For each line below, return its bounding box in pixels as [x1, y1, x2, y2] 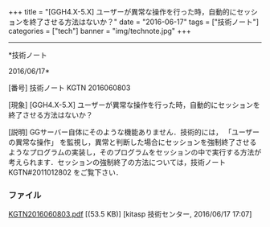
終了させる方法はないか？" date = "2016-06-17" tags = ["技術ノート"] [29, 17, 260, 27]
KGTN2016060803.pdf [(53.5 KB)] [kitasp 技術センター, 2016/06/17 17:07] [8, 209, 252, 219]
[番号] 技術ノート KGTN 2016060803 [8, 83, 131, 93]
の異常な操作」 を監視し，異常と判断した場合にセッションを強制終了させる [8, 138, 257, 147]
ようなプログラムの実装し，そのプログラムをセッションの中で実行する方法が [8, 147, 262, 157]
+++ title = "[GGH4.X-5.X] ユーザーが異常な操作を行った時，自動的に [8, 7, 237, 16]
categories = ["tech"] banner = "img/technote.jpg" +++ [8, 27, 191, 35]
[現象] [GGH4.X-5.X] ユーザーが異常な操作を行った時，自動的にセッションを [8, 100, 260, 109]
